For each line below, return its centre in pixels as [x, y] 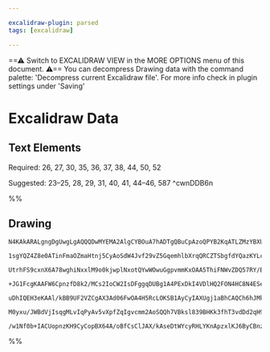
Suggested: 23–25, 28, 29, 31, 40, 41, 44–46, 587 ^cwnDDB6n [111, 182]
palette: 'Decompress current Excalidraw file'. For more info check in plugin [133, 77]
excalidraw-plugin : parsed [53, 23]
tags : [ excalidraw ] [41, 30]
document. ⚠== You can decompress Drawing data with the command [126, 68]
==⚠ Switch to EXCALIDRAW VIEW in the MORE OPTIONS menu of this [127, 60]
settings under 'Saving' [47, 86]
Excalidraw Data [63, 118]
